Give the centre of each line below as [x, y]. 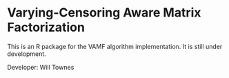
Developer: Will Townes [41, 67]
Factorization [46, 27]
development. [27, 54]
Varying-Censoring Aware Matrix [104, 13]
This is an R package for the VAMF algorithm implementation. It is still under [115, 46]
